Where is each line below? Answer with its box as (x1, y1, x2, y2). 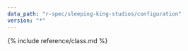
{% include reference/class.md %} (7, 36, 108, 45)
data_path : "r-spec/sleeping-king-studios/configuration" (7, 10, 182, 18)
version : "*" (7, 17, 46, 24)
